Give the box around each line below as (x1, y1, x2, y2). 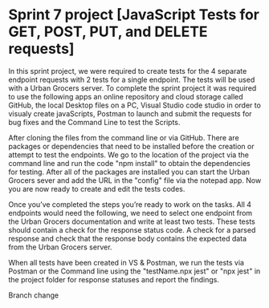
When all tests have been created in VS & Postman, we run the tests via (8, 257, 245, 267)
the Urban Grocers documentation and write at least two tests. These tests (8, 217, 255, 226)
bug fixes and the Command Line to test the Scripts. (8, 117, 181, 127)
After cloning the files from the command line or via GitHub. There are (8, 132, 239, 142)
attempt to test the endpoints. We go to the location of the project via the (8, 150, 249, 160)
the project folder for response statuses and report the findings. (8, 274, 219, 284)
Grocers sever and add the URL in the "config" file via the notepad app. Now (8, 175, 262, 185)
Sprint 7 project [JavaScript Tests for (8, 6, 259, 24)
